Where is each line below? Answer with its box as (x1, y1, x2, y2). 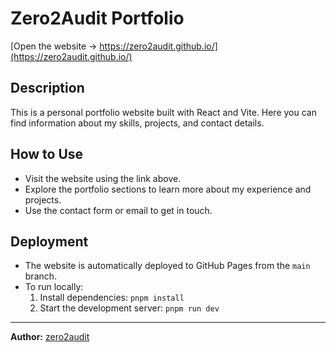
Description (10, 80, 85, 97)
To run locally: (24, 281, 84, 293)
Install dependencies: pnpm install (39, 292, 185, 304)
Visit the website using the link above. (24, 172, 182, 184)
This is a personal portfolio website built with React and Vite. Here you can (10, 106, 317, 118)
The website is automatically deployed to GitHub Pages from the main (24, 260, 311, 272)
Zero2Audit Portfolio (10, 7, 185, 30)
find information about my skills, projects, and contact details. (10, 117, 265, 129)
